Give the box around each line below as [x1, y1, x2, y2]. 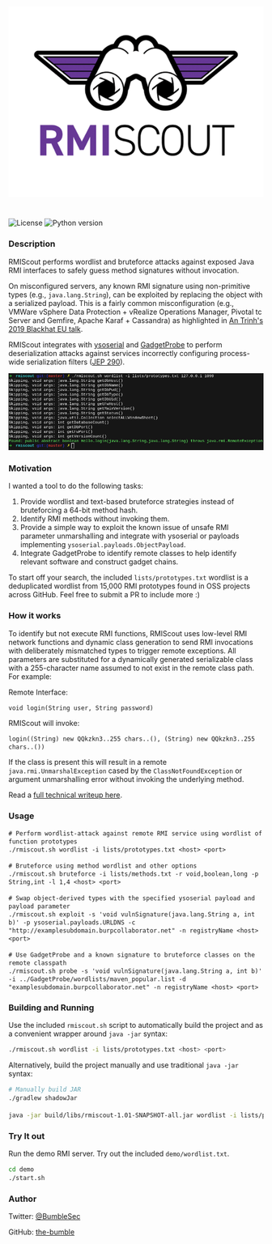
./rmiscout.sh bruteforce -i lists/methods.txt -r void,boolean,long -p [8, 870, 259, 878]
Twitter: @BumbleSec [8, 1212, 81, 1221]
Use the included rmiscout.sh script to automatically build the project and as [8, 1021, 263, 1030]
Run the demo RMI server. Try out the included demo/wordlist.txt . [8, 1148, 230, 1158]
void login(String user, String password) [8, 703, 154, 712]
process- [219, 348, 251, 358]
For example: [8, 671, 53, 681]
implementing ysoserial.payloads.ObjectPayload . [19, 540, 186, 550]
